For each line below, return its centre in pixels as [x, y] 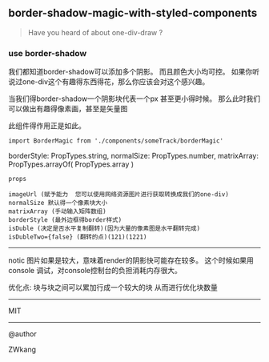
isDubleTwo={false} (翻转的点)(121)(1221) [78, 237]
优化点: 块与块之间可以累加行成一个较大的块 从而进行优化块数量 [113, 288]
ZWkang [22, 350]
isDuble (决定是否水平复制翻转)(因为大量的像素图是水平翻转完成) [104, 229]
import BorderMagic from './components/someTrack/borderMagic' [116, 141]
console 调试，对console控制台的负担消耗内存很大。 [95, 271]
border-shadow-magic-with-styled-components [133, 13]
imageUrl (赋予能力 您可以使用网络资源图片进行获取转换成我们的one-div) [119, 195]
